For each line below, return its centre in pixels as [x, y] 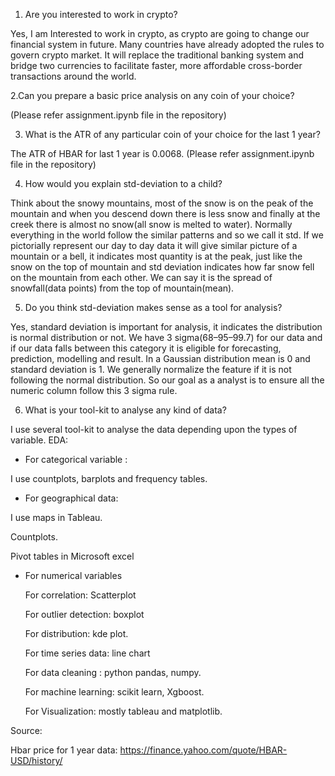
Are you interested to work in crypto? [101, 14]
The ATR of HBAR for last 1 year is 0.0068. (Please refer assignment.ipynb [162, 153]
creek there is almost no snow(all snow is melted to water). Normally [151, 224]
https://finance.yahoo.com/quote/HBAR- [203, 750]
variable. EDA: [39, 440]
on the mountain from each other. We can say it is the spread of [141, 277]
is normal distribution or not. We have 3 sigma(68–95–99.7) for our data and [166, 337]
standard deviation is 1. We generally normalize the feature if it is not [151, 369]
